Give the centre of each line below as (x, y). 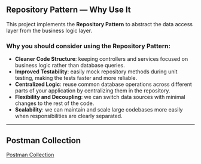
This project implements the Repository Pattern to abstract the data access (100, 24)
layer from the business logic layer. (49, 30)
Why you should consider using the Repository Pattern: (88, 46)
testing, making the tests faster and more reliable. (76, 78)
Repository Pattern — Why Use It (68, 10)
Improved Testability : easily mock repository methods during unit (96, 72)
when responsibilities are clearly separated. (68, 116)
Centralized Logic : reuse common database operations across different (103, 84)
